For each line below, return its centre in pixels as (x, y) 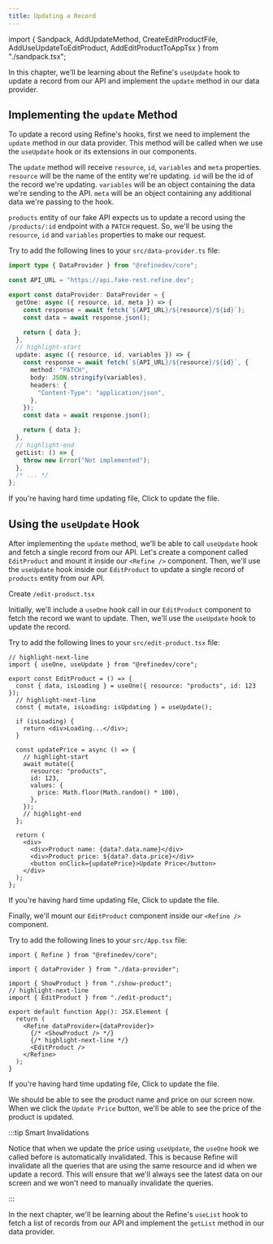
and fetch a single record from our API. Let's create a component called (128, 552)
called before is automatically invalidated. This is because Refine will (123, 1157)
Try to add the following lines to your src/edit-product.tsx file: (115, 642)
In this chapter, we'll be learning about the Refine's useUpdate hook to (124, 72)
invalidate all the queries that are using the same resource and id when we (133, 1166)
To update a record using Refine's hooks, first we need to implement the (129, 134)
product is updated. (41, 1117)
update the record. (40, 627)
